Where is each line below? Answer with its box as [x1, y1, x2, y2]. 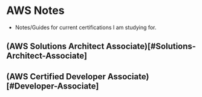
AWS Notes [6, 4, 65, 18]
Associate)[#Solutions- [105, 41, 197, 52]
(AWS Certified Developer [6, 71, 106, 82]
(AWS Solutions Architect [6, 41, 105, 52]
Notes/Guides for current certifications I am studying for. [15, 24, 157, 31]
